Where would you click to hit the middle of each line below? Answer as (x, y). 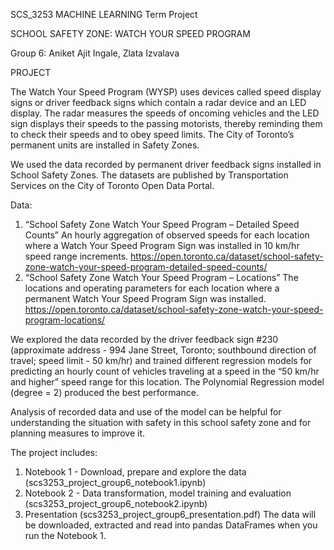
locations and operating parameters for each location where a (152, 288)
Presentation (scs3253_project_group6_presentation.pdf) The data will (170, 514)
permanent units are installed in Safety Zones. (105, 145)
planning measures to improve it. (78, 433)
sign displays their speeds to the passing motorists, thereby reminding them (166, 123)
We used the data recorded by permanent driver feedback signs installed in (166, 164)
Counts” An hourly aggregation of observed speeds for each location (167, 235)
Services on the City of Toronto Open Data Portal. (112, 185)
